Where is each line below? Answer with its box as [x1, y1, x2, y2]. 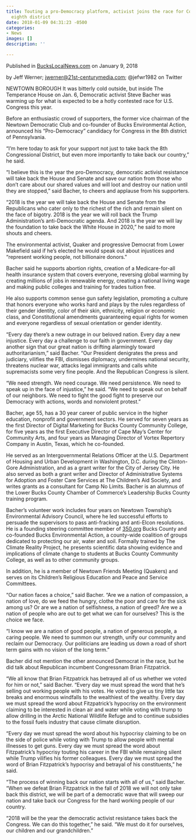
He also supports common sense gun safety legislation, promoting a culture [6, 295, 188, 302]
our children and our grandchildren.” [6, 827, 93, 834]
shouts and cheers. [6, 229, 52, 237]
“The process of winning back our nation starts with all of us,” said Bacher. [6, 778, 185, 785]
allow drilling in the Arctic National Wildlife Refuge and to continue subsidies [6, 712, 190, 719]
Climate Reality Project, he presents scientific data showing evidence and [6, 544, 183, 551]
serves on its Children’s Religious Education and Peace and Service [6, 573, 168, 580]
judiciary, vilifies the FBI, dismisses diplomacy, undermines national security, [6, 355, 190, 362]
